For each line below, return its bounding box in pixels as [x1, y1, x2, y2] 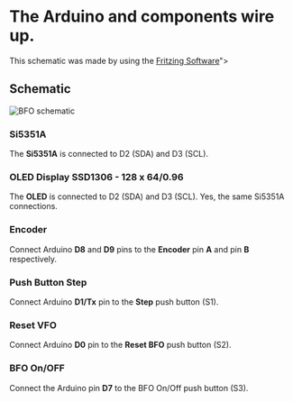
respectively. [9, 253, 57, 264]
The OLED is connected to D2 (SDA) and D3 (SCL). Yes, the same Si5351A [9, 191, 285, 202]
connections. [9, 201, 59, 212]
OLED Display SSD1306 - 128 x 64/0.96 [9, 170, 184, 183]
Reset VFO [9, 318, 57, 331]
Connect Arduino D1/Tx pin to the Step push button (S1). [9, 296, 219, 307]
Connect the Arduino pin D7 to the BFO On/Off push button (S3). [9, 382, 249, 393]
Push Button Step [9, 276, 87, 288]
